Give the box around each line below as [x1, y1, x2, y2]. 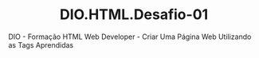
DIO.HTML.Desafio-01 [59, 6, 209, 24]
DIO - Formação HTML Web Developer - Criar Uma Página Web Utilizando [8, 32, 252, 41]
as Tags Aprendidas [8, 40, 74, 49]
